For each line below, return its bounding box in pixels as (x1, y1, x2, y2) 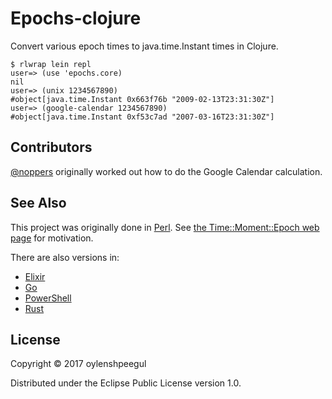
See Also (10, 195, 67, 212)
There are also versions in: (10, 251, 120, 263)
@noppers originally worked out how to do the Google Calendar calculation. (10, 165, 323, 177)
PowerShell (24, 292, 72, 304)
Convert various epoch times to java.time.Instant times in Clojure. (10, 40, 279, 52)
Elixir (24, 270, 46, 282)
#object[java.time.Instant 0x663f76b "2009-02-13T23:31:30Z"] (10, 94, 275, 104)
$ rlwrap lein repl (10, 59, 92, 69)
